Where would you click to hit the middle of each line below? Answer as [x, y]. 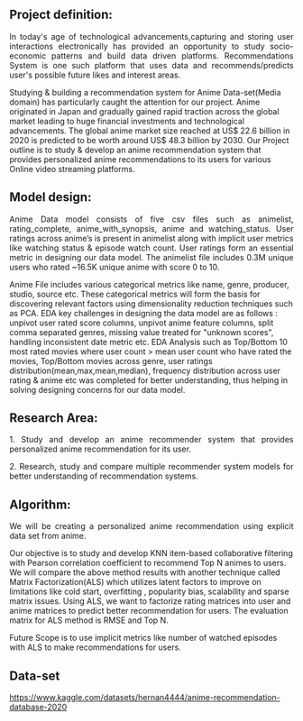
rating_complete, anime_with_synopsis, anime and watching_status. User [151, 228]
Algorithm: [40, 504]
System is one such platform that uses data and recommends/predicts [151, 65]
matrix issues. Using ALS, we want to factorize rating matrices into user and [150, 601]
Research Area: [54, 418]
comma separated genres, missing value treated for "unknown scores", [142, 332]
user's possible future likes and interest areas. [95, 75]
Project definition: [61, 15]
